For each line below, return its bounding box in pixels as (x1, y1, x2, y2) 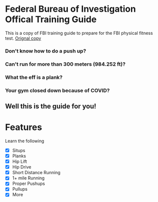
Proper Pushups (12, 180, 45, 187)
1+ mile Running (12, 175, 45, 181)
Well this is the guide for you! (5, 102, 96, 111)
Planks (12, 153, 26, 159)
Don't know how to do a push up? (5, 48, 86, 54)
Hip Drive (12, 164, 32, 170)
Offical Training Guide (5, 14, 97, 25)
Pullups (12, 186, 28, 192)
